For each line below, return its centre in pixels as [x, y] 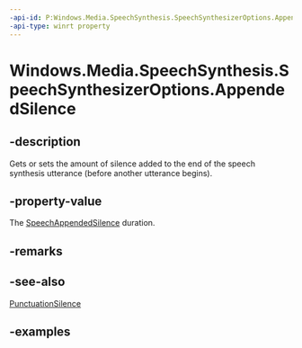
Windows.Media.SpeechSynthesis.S [149, 71]
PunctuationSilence [45, 303]
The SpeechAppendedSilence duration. [82, 223]
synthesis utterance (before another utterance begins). [111, 173]
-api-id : [26, 18]
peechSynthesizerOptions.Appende [147, 89]
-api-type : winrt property [60, 26]
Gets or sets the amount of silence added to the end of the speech [133, 164]
